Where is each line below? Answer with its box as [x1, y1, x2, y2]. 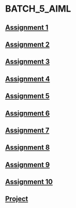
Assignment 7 [5, 126, 49, 134]
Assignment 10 [5, 178, 53, 186]
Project [5, 195, 28, 203]
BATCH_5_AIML [5, 3, 71, 15]
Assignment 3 [5, 58, 50, 66]
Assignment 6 [5, 109, 50, 118]
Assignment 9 [5, 160, 50, 169]
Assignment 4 [5, 74, 50, 83]
